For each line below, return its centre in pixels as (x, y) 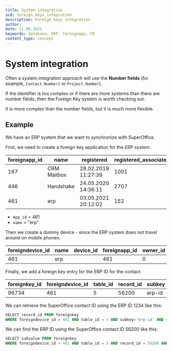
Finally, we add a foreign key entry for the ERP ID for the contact (73, 271)
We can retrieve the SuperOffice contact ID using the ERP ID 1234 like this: (84, 305)
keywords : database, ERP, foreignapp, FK (50, 34)
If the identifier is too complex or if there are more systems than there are (83, 93)
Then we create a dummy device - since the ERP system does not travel (81, 232)
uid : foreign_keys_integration (39, 15)
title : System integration (34, 10)
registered (94, 160)
